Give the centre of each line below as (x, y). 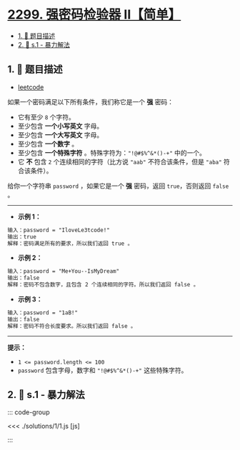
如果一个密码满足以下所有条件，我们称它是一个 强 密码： (90, 101)
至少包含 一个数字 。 (48, 144)
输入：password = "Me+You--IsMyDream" (64, 271)
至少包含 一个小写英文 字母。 (60, 126)
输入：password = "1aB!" (43, 313)
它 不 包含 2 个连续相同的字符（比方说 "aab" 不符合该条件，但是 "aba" (120, 161)
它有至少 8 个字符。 (46, 117)
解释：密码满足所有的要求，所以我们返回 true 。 (70, 244)
